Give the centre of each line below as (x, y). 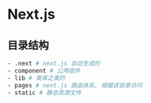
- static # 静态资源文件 (44, 92)
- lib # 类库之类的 (36, 78)
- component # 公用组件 (44, 71)
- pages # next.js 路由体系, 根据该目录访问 (75, 85)
